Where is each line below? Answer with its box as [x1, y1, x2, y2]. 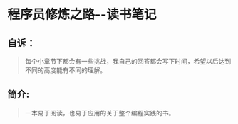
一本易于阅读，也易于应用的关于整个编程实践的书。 [24, 108, 175, 117]
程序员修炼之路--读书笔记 [7, 6, 157, 23]
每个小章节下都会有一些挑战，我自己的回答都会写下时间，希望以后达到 [24, 57, 232, 65]
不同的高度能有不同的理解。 [24, 66, 107, 74]
